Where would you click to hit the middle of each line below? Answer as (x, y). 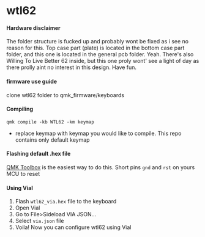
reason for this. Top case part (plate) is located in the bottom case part (95, 48)
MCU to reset (23, 174)
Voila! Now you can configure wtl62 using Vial (73, 227)
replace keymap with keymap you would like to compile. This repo (98, 133)
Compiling (20, 109)
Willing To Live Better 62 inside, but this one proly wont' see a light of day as (103, 61)
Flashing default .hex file (39, 154)
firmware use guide (32, 81)
